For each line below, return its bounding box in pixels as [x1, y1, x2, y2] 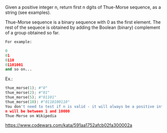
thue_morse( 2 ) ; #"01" [5, 90, 50, 95]
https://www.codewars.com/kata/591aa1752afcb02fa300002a [5, 122, 133, 129]
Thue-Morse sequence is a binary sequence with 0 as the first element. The [5, 19, 161, 25]
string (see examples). [5, 9, 51, 15]
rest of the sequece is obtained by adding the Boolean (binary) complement [5, 24, 161, 30]
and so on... [5, 67, 32, 72]
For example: [5, 39, 32, 44]
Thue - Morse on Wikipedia [5, 113, 57, 119]
